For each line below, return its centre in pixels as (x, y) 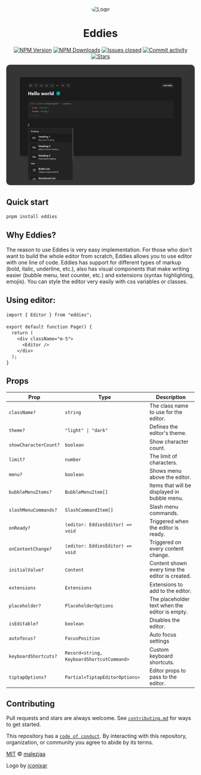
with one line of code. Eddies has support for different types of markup (94, 262)
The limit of (163, 456)
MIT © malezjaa (26, 754)
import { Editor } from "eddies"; (49, 315)
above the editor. (170, 477)
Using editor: (31, 300)
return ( (22, 333)
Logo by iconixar (27, 765)
